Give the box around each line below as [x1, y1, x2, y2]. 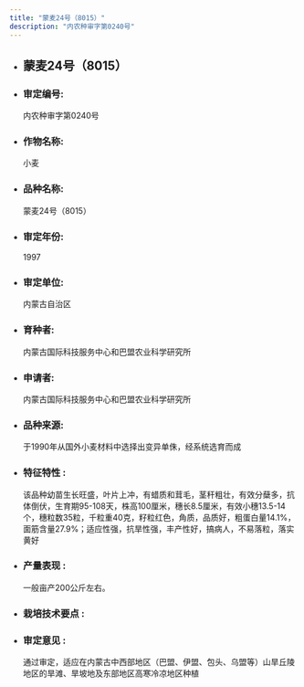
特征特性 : [22, 467, 67, 480]
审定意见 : [22, 634, 67, 647]
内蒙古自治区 [22, 299, 71, 310]
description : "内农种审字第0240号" [9, 22, 135, 31]
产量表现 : [22, 559, 67, 572]
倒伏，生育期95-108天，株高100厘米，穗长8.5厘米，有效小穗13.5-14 [30, 500, 286, 512]
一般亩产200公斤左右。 [22, 582, 110, 593]
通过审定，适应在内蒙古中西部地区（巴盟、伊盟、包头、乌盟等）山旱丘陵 [22, 657, 295, 668]
